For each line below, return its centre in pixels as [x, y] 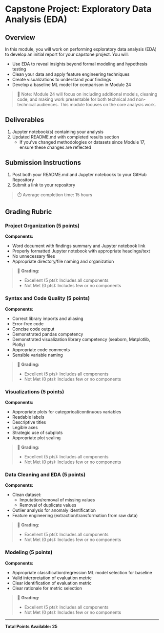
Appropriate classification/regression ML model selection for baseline [82, 572]
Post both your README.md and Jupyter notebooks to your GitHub [79, 174]
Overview [20, 37]
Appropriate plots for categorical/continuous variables [67, 411]
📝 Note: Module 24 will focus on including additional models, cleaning [87, 94]
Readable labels [28, 417]
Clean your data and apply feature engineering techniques [71, 74]
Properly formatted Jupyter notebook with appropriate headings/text [81, 251]
